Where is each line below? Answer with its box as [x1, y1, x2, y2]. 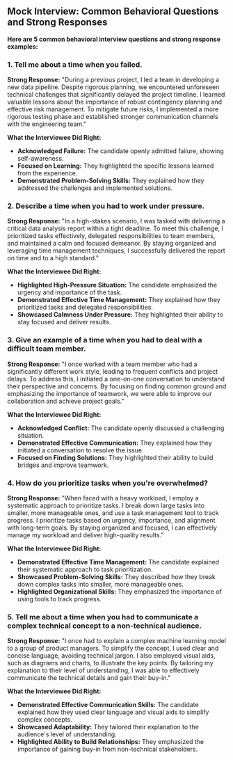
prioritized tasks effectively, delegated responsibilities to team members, [7, 232, 216, 240]
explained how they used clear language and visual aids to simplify [17, 708, 209, 716]
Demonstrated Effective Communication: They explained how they [17, 438, 212, 447]
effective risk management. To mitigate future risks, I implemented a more [7, 105, 219, 113]
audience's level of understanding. [17, 730, 117, 738]
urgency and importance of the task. [17, 288, 122, 296]
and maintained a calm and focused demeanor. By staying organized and [7, 239, 217, 248]
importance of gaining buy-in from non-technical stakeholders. [17, 745, 198, 754]
